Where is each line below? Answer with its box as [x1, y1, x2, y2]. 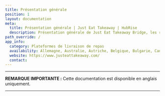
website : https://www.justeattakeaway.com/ [9, 53, 100, 58]
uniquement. [5, 81, 31, 87]
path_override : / [5, 35, 41, 40]
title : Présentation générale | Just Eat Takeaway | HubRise [9, 26, 137, 31]
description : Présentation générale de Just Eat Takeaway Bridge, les [9, 30, 157, 35]
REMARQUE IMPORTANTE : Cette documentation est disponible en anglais [5, 76, 157, 82]
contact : [9, 58, 27, 63]
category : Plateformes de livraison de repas [9, 44, 105, 49]
